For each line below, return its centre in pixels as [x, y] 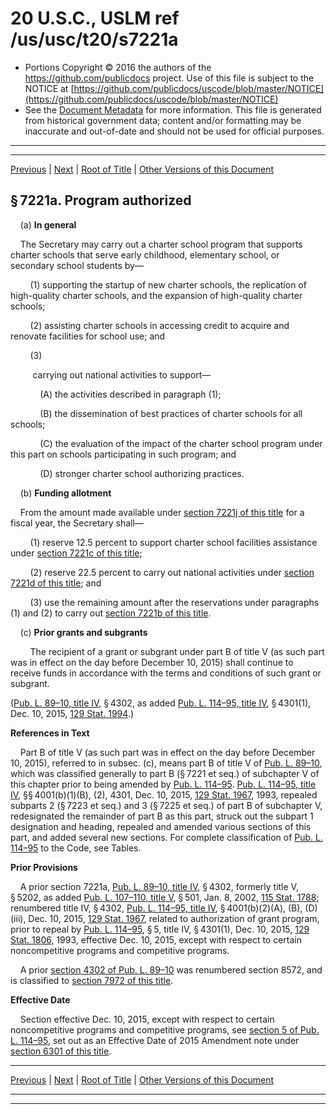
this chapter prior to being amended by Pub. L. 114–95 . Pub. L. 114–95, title [163, 784]
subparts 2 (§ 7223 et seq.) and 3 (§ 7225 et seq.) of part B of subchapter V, [166, 805]
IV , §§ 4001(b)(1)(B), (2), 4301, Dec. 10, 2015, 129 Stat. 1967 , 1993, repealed [164, 794]
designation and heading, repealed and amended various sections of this [161, 826]
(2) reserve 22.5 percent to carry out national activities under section [172, 572]
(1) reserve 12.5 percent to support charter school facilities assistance [173, 542]
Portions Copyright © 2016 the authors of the [118, 67]
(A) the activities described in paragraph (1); [130, 394]
